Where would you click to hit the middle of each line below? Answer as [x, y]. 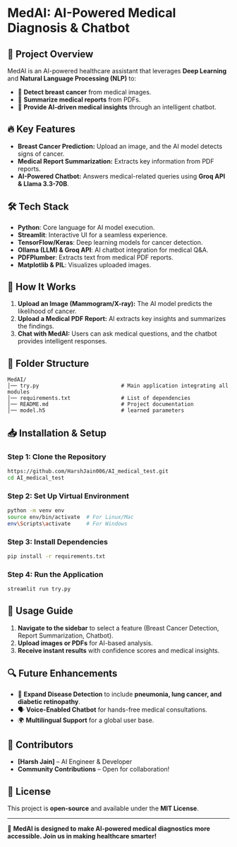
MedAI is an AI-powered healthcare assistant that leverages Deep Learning [117, 71]
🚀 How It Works [42, 287]
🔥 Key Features [42, 129]
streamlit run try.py [39, 589]
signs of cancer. [41, 154]
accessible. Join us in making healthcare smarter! [82, 836]
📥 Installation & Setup [57, 433]
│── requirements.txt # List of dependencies [99, 398]
